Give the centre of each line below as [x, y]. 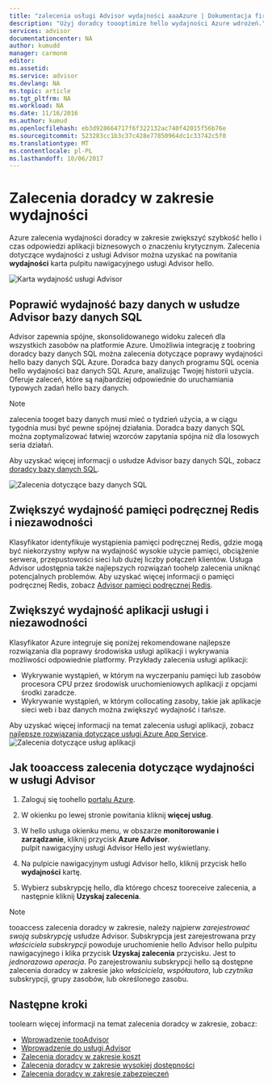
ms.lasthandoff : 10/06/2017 [56, 158]
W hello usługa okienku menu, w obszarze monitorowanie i [119, 831]
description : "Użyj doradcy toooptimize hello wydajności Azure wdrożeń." [138, 23]
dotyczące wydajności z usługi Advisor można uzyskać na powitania [123, 255]
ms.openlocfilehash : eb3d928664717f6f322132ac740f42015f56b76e [118, 128]
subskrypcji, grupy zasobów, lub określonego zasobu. [99, 979]
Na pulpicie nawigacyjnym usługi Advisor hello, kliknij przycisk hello [134, 863]
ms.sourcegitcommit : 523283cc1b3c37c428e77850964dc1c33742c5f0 [118, 136]
